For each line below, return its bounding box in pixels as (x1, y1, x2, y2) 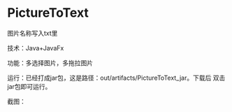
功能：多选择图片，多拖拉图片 (7, 58, 93, 67)
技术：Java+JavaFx (7, 43, 64, 52)
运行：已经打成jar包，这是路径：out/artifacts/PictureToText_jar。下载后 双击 (7, 73, 226, 82)
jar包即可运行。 (7, 82, 52, 90)
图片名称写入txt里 (7, 29, 58, 37)
